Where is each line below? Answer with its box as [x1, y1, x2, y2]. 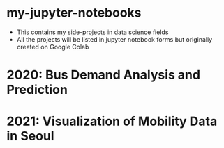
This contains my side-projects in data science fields [16, 28, 169, 36]
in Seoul [6, 129, 54, 144]
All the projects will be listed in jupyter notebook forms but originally [16, 35, 213, 43]
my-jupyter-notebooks [6, 5, 142, 21]
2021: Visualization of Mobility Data [6, 113, 218, 129]
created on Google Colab [16, 42, 89, 51]
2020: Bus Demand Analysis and [6, 67, 200, 83]
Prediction [6, 82, 68, 98]
